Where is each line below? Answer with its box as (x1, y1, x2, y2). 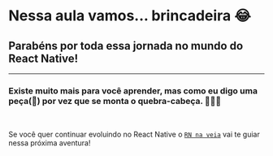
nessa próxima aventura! (8, 138, 91, 148)
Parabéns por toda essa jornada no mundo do (8, 39, 244, 53)
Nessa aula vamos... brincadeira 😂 (8, 6, 252, 25)
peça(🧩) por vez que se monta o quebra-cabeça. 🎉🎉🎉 (8, 95, 222, 106)
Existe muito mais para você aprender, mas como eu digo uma (8, 84, 258, 96)
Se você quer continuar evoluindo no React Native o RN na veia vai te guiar (8, 129, 260, 140)
